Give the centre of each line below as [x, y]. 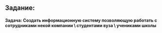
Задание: [20, 8]
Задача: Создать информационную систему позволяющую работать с [81, 20]
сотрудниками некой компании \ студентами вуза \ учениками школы [81, 25]
